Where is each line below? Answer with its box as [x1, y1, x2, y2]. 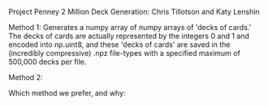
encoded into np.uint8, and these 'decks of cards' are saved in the [8, 40, 231, 49]
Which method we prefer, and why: [8, 88, 126, 98]
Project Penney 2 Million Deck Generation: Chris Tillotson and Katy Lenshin [8, 7, 260, 16]
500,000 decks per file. [8, 57, 87, 66]
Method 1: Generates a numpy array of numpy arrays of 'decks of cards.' [8, 23, 252, 32]
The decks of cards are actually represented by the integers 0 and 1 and [8, 32, 250, 40]
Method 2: [8, 73, 43, 82]
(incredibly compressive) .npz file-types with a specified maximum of [8, 49, 241, 57]
